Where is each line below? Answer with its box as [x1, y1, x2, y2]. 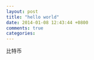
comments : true [6, 25, 44, 31]
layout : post [6, 8, 38, 15]
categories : [6, 31, 35, 36]
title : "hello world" [6, 14, 60, 20]
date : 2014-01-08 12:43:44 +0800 [6, 19, 89, 25]
